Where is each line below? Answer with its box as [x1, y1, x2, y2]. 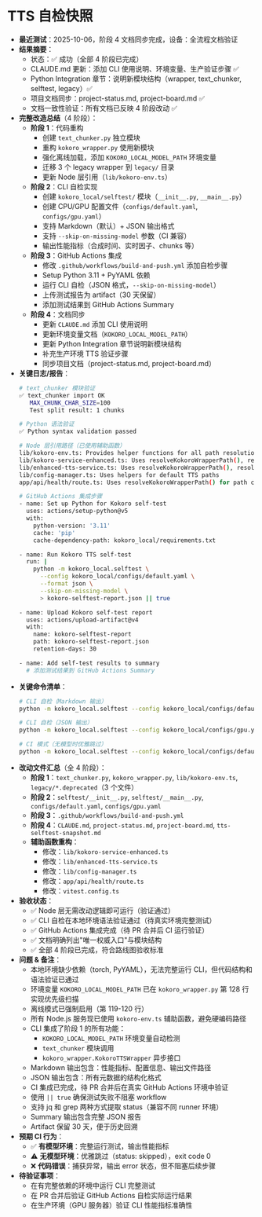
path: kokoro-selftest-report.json [33, 638, 150, 646]
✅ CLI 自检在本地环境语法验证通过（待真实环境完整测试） [30, 915, 217, 925]
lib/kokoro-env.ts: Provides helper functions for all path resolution [18, 449, 258, 457]
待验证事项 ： [18, 1171, 60, 1180]
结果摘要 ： [18, 44, 54, 53]
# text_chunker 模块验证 [18, 384, 96, 392]
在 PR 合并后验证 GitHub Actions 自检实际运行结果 [30, 1190, 193, 1200]
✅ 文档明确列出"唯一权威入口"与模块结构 [30, 935, 162, 944]
